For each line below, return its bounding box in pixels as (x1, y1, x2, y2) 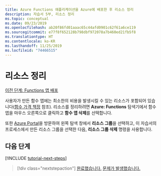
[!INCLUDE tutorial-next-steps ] (5, 156, 67, 161)
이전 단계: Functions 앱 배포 (5, 87, 58, 93)
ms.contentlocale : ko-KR (5, 39, 55, 44)
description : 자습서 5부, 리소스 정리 (5, 12, 74, 17)
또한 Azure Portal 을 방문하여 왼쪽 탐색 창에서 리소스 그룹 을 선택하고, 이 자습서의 (5, 120, 157, 126)
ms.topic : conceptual (5, 16, 49, 21)
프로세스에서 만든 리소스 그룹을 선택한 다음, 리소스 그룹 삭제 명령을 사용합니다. (5, 126, 153, 132)
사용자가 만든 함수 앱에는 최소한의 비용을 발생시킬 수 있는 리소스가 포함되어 (5, 98, 147, 104)
